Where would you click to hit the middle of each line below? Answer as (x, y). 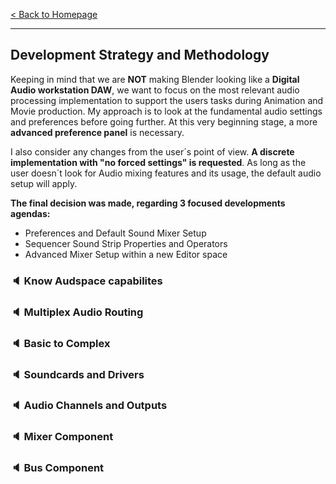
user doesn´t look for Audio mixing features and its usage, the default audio (166, 173)
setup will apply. (44, 183)
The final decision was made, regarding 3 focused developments (148, 203)
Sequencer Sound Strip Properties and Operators (126, 243)
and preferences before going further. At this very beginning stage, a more (164, 121)
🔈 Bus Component (57, 468)
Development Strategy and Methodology (140, 55)
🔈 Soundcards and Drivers (77, 374)
